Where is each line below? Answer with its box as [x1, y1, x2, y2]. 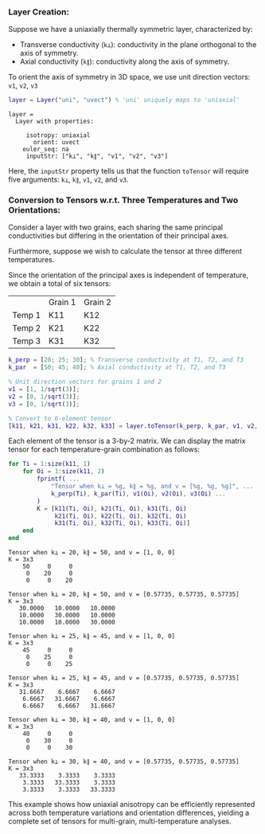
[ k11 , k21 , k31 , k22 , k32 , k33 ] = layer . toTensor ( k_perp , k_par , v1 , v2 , [8, 421, 259, 430]
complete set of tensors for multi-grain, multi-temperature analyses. [8, 816, 232, 826]
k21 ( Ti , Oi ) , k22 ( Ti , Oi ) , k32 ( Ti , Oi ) [54, 512, 187, 520]
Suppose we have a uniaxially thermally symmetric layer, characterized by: [8, 25, 253, 34]
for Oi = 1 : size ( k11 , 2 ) [22, 468, 105, 476]
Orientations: [8, 205, 61, 216]
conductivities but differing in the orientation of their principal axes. [8, 231, 229, 241]
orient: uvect [33, 139, 80, 147]
